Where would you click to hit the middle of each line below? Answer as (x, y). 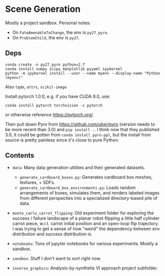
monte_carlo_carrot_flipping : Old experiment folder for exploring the (83, 213)
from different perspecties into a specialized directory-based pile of (89, 198)
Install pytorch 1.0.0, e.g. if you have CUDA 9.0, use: (58, 96)
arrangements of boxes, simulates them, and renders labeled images (89, 193)
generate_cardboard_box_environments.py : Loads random (78, 187)
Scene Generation (43, 9)
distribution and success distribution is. (52, 234)
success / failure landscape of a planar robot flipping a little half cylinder (86, 218)
